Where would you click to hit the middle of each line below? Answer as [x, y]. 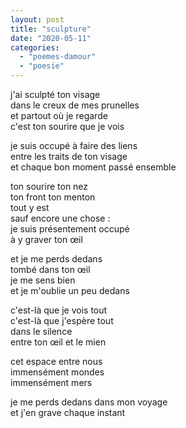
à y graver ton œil [46, 239]
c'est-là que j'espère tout [62, 320]
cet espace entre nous [56, 361]
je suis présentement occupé [70, 229]
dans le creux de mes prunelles [75, 105]
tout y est [30, 207]
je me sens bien [43, 280]
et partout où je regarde [59, 115]
